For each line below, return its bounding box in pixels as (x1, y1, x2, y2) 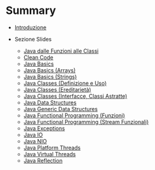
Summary (5, 4, 56, 18)
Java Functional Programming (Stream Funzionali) (23, 118, 149, 125)
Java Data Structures (23, 98, 77, 106)
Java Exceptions (23, 124, 65, 132)
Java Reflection (23, 157, 63, 164)
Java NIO (23, 137, 47, 144)
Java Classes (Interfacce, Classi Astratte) (23, 92, 128, 100)
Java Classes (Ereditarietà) (23, 86, 92, 93)
